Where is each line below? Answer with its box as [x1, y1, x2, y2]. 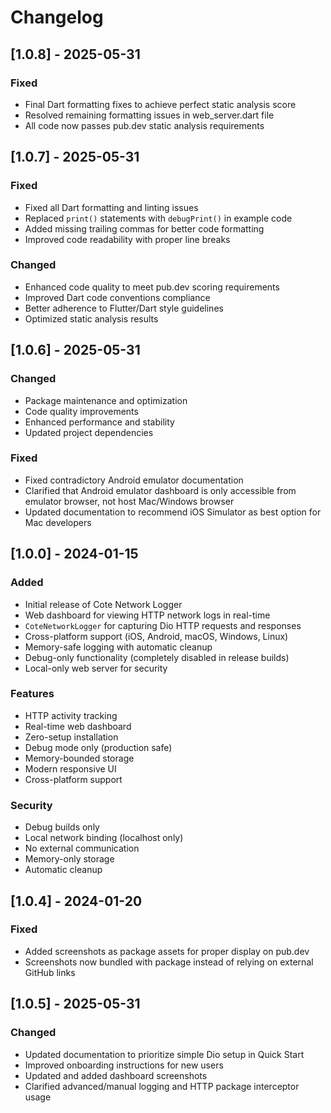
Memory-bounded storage [24, 752, 135, 764]
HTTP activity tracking [24, 709, 118, 721]
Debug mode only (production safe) [24, 741, 173, 753]
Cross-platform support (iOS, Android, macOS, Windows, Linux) [24, 630, 289, 642]
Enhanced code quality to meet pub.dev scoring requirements [24, 281, 280, 293]
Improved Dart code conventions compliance [24, 291, 211, 303]
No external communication [24, 842, 140, 855]
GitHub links [24, 966, 76, 978]
